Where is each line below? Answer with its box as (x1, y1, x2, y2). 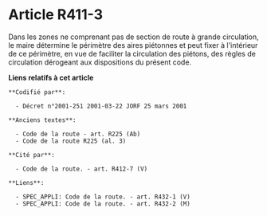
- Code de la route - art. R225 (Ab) (15, 130, 141, 138)
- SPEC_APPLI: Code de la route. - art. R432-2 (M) (15, 199, 191, 208)
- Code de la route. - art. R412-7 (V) (15, 165, 148, 173)
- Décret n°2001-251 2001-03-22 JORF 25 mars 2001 (15, 102, 187, 110)
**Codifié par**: (8, 88, 66, 96)
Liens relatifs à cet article (8, 73, 94, 82)
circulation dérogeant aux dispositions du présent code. (8, 57, 192, 67)
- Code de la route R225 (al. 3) (15, 137, 127, 145)
